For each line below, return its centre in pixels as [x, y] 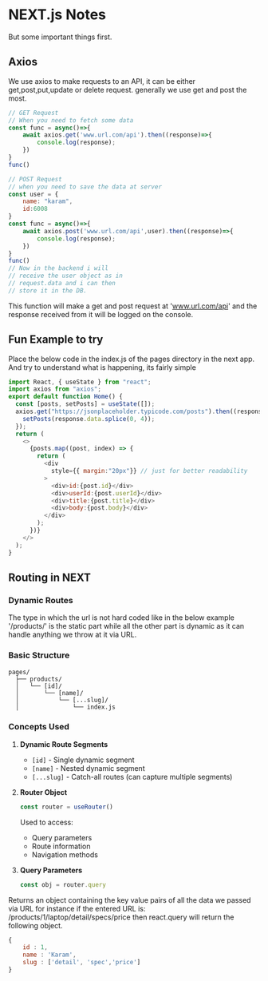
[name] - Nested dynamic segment [88, 768]
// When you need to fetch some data [71, 120]
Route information [61, 846]
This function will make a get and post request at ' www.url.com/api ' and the [133, 306]
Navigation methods [65, 854]
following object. [35, 925]
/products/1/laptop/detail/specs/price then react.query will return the [121, 917]
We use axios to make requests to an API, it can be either [102, 81]
